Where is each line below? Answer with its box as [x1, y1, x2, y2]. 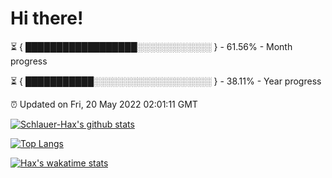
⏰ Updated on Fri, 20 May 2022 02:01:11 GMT [10, 98, 198, 110]
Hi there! [10, 7, 84, 30]
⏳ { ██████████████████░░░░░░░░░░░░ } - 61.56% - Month [10, 40, 293, 52]
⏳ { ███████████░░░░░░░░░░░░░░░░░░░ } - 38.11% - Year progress [10, 75, 322, 87]
